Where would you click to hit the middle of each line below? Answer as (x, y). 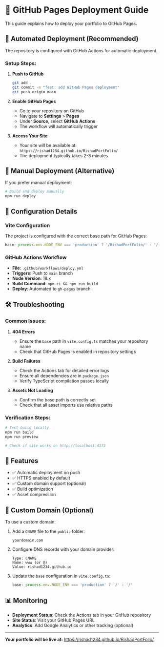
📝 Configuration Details (41, 211)
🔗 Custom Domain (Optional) (49, 510)
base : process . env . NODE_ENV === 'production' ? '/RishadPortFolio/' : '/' (83, 245)
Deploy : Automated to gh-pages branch (51, 289)
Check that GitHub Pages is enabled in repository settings (78, 352)
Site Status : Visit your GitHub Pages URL (53, 620)
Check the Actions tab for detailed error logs (64, 370)
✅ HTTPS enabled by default (41, 478)
